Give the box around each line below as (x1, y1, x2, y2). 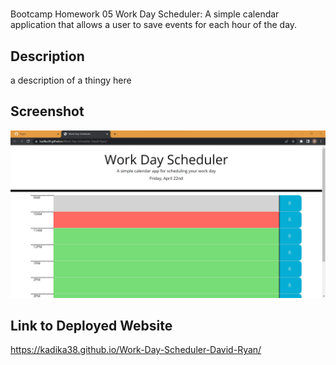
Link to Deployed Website (10, 317, 173, 334)
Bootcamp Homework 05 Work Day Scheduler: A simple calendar (10, 8, 280, 20)
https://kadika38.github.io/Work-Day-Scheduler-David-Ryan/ (10, 344, 262, 356)
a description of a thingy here (10, 74, 132, 86)
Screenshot (10, 103, 85, 120)
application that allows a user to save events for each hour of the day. (10, 19, 298, 31)
